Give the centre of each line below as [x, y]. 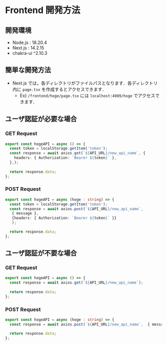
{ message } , [25, 213]
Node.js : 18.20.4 [30, 42]
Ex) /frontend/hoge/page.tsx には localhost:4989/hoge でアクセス [87, 95]
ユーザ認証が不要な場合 [41, 253]
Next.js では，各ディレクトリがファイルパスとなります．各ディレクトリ [85, 83]
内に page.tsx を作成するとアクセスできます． [59, 89]
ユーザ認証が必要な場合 [41, 119]
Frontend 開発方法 [43, 10]
